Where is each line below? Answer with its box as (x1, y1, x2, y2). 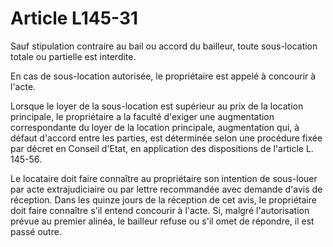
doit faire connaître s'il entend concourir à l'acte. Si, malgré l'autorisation (10, 204, 310, 216)
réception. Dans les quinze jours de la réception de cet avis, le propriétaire (10, 193, 317, 206)
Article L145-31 (10, 7, 139, 30)
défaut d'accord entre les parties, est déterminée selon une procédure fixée (10, 132, 323, 144)
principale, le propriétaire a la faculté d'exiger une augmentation (10, 110, 275, 122)
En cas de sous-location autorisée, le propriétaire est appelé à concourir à (10, 70, 317, 82)
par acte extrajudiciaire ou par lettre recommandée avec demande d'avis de (10, 183, 323, 195)
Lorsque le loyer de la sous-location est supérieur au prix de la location (10, 100, 304, 112)
